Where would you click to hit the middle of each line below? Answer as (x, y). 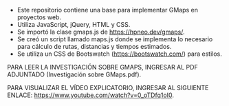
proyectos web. (39, 17)
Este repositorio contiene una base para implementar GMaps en (107, 10)
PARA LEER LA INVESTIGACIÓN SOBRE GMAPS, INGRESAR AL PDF (102, 67)
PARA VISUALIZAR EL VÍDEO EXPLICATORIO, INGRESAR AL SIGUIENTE (108, 88)
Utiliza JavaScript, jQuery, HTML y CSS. (74, 24)
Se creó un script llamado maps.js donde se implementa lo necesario (115, 39)
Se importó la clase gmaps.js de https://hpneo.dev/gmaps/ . (101, 32)
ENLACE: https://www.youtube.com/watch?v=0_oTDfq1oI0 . (90, 95)
